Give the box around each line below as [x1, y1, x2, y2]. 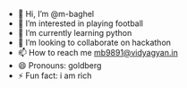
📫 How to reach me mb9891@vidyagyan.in [17, 48, 179, 57]
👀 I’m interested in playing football [17, 18, 143, 29]
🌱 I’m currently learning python [17, 28, 132, 38]
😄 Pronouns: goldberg [17, 60, 102, 71]
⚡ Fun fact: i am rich [17, 70, 92, 81]
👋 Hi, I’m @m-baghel [17, 9, 95, 19]
